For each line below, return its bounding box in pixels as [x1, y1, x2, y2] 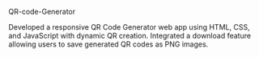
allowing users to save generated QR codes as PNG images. [8, 39, 209, 49]
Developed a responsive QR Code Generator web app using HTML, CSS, [8, 22, 250, 31]
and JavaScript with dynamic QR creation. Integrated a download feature [8, 31, 252, 40]
